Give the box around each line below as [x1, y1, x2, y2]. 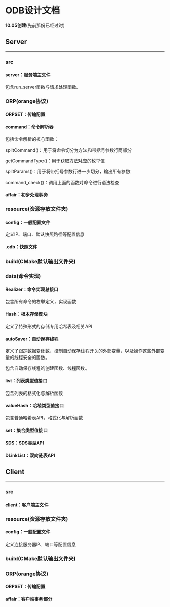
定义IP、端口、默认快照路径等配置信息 [5, 231, 85, 237]
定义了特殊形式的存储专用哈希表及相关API [5, 323, 93, 330]
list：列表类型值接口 [5, 377, 48, 383]
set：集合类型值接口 [5, 427, 48, 434]
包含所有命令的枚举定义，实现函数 [5, 298, 76, 304]
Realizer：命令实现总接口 [5, 286, 58, 292]
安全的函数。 [22, 354, 50, 361]
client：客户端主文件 [5, 502, 49, 508]
